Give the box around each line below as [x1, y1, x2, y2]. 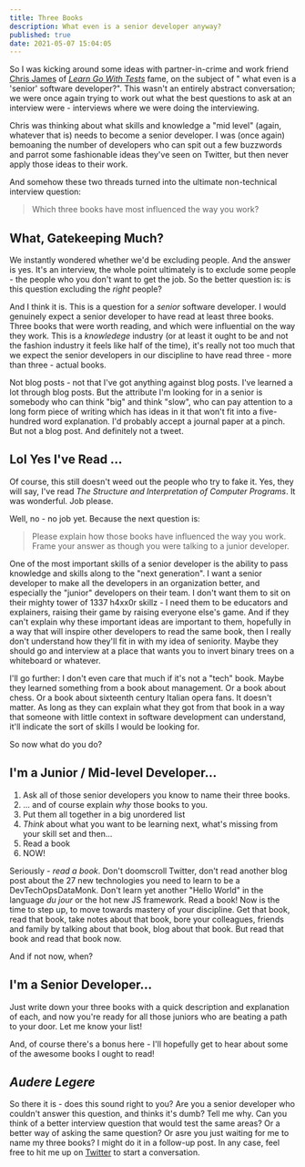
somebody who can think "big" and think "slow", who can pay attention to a [9, 397, 293, 408]
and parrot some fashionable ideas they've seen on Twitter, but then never [9, 150, 290, 160]
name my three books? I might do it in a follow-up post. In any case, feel [9, 1137, 280, 1149]
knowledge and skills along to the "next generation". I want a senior [9, 567, 262, 579]
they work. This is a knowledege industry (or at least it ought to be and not [9, 330, 289, 342]
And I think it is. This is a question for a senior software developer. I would [9, 302, 287, 313]
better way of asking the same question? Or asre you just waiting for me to [9, 1128, 290, 1139]
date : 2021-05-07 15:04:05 [9, 38, 112, 48]
